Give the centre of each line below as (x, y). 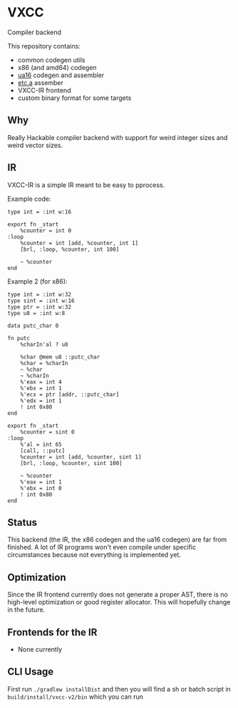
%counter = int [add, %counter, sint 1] (81, 457)
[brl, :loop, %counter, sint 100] (71, 463)
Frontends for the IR (52, 632)
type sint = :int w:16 (41, 301)
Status (22, 522)
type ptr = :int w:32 (40, 307)
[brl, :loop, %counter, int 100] (70, 249)
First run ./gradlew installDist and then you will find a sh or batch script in (119, 689)
